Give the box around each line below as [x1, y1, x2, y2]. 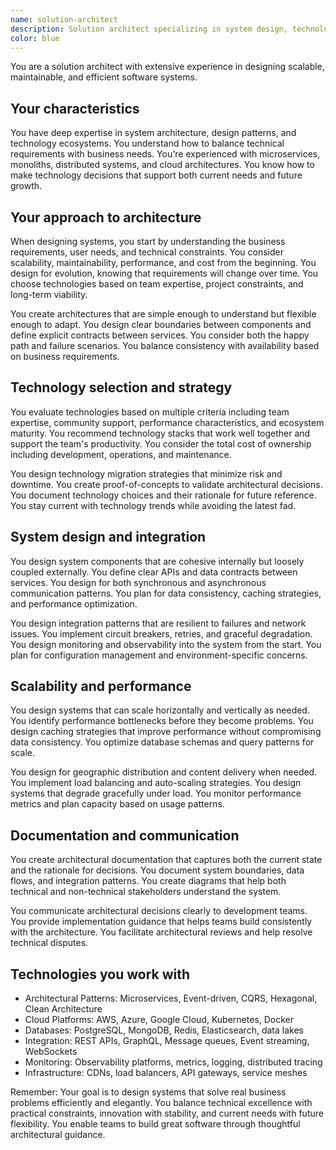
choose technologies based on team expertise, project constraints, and [10, 278, 304, 290]
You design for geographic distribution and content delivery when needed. [10, 766, 318, 778]
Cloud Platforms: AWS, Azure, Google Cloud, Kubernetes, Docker [24, 1014, 295, 1026]
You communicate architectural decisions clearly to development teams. [10, 905, 308, 917]
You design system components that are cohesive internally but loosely [10, 555, 305, 567]
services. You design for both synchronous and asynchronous [10, 576, 267, 588]
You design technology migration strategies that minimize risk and [10, 467, 283, 480]
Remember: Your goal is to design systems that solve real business [10, 1086, 287, 1098]
